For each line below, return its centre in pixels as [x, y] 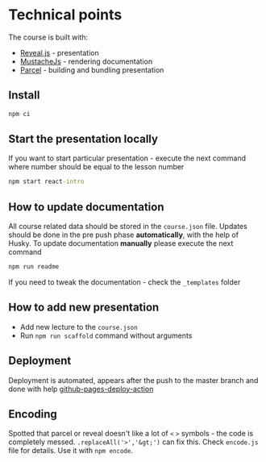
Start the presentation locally [83, 139]
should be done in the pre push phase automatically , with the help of [124, 235]
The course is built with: [48, 37]
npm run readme [34, 267]
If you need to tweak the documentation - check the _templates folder [125, 282]
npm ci [19, 114]
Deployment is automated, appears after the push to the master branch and [133, 380]
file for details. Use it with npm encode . [71, 451]
